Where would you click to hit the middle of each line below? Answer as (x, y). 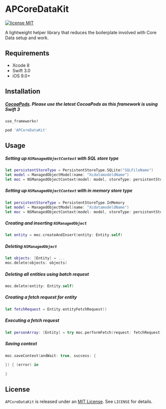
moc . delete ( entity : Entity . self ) (40, 286)
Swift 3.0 (21, 70)
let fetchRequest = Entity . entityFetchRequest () (56, 309)
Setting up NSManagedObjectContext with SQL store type (62, 158)
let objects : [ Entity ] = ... (35, 258)
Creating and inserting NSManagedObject (46, 223)
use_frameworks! (22, 121)
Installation (23, 91)
